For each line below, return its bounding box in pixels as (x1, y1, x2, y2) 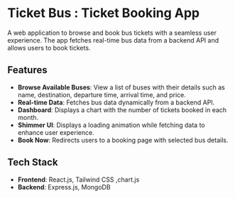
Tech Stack (7, 156, 58, 168)
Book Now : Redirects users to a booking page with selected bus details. (17, 136, 229, 144)
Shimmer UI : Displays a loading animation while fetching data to (17, 121, 205, 129)
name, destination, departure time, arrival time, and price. (17, 90, 187, 99)
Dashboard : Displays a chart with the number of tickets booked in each (17, 105, 227, 114)
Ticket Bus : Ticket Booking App (7, 5, 200, 21)
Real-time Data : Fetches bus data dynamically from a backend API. (17, 98, 215, 106)
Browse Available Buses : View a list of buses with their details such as (17, 83, 225, 92)
